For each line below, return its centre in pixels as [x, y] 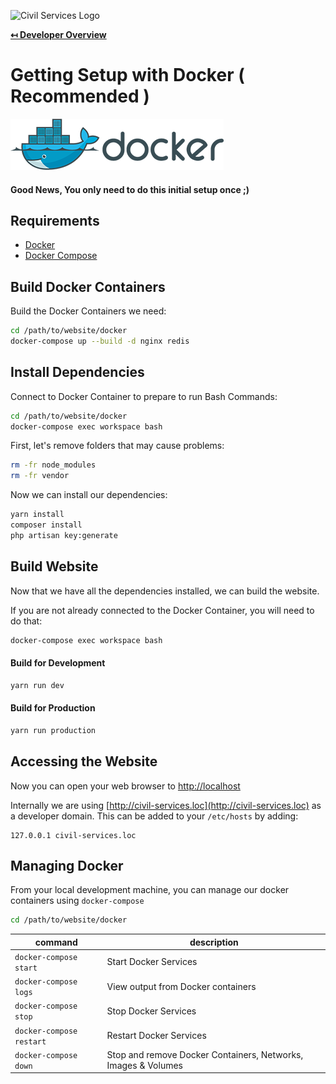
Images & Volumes [144, 1065]
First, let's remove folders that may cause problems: [117, 446]
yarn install [37, 515]
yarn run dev [37, 685]
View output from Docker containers [181, 986]
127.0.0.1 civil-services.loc [73, 835]
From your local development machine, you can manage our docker [150, 890]
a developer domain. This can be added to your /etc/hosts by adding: [154, 816]
